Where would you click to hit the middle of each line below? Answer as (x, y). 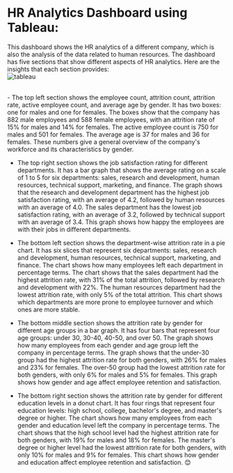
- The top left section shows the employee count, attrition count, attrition (111, 97)
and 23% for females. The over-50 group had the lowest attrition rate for (121, 367)
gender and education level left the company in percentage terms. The (119, 425)
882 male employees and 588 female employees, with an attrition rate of (111, 119)
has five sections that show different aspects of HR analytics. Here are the (114, 61)
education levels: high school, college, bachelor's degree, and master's (120, 410)
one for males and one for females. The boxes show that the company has (114, 112)
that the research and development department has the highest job (113, 192)
